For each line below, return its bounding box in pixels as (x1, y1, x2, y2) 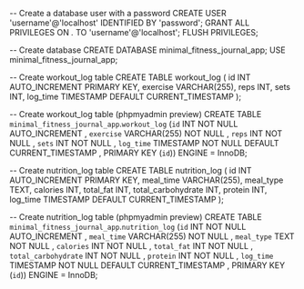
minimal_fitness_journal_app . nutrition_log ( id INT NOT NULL (9, 222, 247, 232)
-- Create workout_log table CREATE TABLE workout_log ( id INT (9, 72, 251, 83)
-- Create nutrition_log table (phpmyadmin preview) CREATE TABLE (9, 212, 262, 222)
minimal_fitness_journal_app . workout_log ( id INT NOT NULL (9, 118, 238, 129)
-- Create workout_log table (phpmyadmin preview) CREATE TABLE (9, 109, 262, 119)
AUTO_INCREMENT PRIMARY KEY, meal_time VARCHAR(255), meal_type (9, 174, 284, 185)
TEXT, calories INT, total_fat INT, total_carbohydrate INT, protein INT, (9, 184, 268, 194)
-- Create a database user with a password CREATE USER (9, 8, 227, 18)
